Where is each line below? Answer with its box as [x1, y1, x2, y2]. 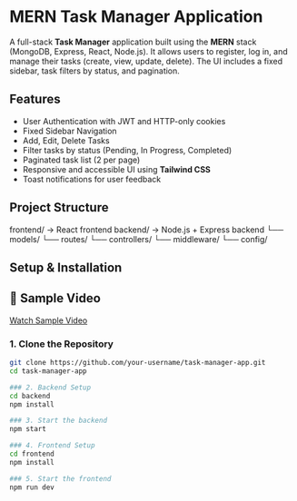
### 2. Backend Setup [9, 383, 92, 392]
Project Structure [9, 200, 109, 215]
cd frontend [9, 449, 54, 459]
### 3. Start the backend [9, 416, 107, 426]
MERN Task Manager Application [9, 6, 263, 27]
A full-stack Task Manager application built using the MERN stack [9, 36, 257, 47]
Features [9, 92, 61, 107]
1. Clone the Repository [9, 338, 114, 350]
